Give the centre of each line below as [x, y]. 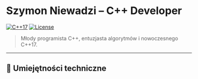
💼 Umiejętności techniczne [56, 68]
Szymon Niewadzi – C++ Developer [94, 11]
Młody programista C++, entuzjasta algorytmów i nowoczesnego [99, 38]
